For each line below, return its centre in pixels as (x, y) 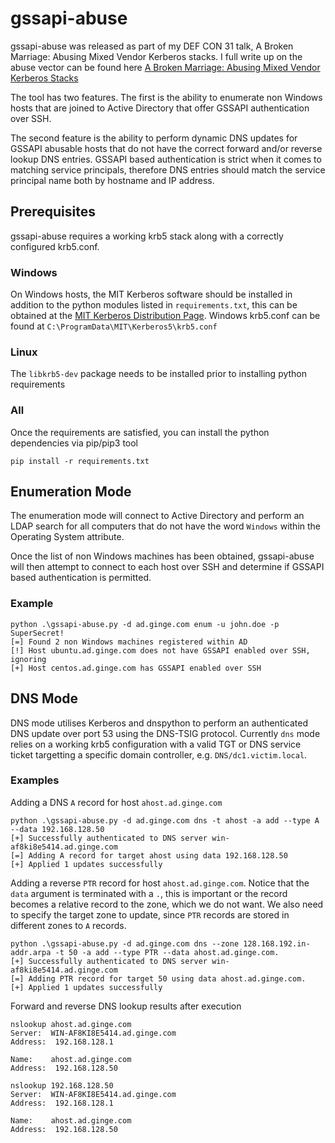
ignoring (28, 659)
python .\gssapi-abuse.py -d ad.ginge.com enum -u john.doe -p (145, 624)
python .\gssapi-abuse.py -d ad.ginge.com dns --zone (125, 943)
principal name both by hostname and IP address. (112, 180)
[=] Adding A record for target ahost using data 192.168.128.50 (149, 855)
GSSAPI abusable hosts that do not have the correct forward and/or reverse (166, 148)
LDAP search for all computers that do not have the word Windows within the (165, 526)
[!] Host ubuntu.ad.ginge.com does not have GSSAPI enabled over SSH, (160, 650)
